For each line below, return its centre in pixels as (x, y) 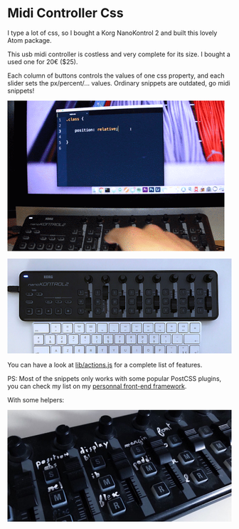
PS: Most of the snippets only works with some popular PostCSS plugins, (115, 379)
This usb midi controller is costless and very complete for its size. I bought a (119, 54)
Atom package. (30, 40)
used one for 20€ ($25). (43, 61)
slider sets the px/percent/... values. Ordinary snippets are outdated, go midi (119, 83)
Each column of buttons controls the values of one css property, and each (116, 75)
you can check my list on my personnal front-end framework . (97, 387)
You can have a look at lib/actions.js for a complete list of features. (105, 365)
